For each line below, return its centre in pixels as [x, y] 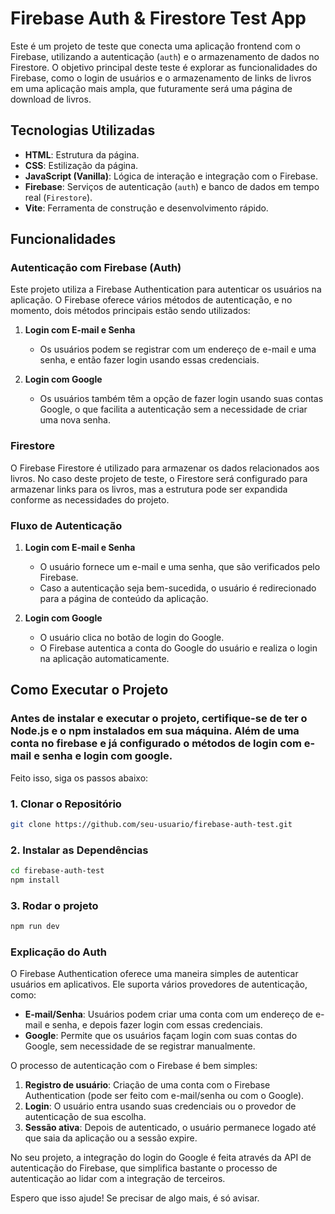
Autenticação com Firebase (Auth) [96, 268]
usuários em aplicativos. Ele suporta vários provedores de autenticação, [159, 984]
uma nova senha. [75, 420]
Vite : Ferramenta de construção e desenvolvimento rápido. [146, 208]
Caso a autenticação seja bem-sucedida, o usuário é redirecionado [178, 588]
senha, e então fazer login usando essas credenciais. [149, 360]
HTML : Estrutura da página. [82, 154]
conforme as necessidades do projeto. [90, 499]
